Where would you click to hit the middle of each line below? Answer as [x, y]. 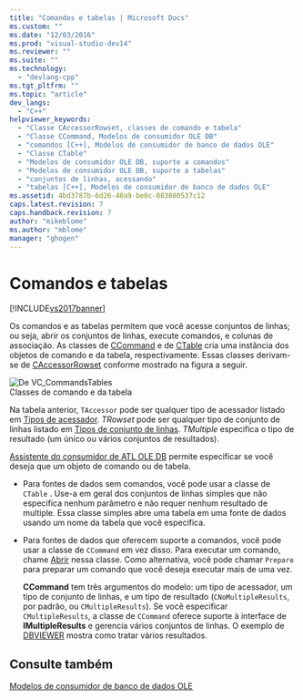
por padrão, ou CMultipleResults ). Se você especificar [125, 606]
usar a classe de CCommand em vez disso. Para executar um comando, [151, 550]
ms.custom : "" [36, 26]
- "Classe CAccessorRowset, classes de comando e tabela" [130, 129]
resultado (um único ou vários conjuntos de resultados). [115, 439]
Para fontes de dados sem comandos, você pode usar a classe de [146, 484]
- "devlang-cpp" [48, 77]
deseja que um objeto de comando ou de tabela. [100, 467]
